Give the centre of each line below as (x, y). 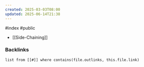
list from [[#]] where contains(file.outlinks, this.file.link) (72, 60)
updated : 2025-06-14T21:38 (33, 14)
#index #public (20, 28)
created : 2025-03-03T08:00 (33, 9)
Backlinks (17, 50)
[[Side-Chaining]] (30, 37)
